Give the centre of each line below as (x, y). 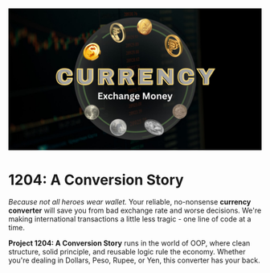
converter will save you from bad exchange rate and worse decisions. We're (135, 211)
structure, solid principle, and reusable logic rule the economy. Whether (127, 252)
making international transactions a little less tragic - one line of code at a (130, 219)
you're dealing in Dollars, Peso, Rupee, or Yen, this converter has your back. (134, 260)
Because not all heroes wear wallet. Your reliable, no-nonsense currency (130, 202)
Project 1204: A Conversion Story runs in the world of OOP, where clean (129, 243)
